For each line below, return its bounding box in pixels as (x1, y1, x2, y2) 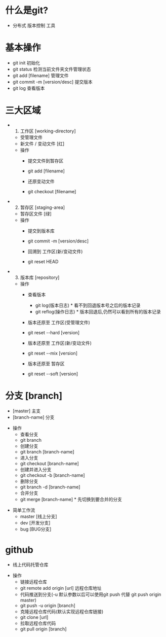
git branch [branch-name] (20, 448, 74, 454)
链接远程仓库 (20, 579, 47, 585)
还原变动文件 (27, 178, 55, 184)
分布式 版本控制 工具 (12, 22, 56, 28)
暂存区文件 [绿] (20, 210, 52, 217)
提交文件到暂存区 (27, 158, 64, 164)
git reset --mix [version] (27, 350, 77, 356)
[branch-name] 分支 (12, 414, 55, 420)
